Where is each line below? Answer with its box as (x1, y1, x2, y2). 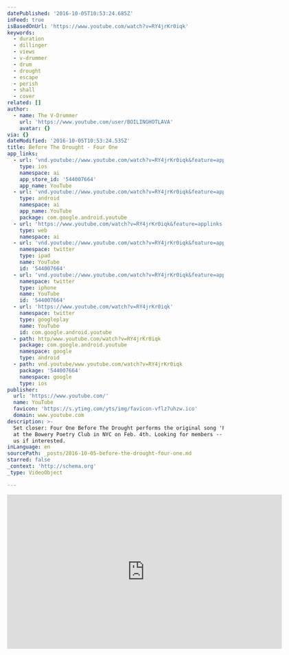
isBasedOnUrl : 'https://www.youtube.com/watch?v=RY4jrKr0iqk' (7, 23, 189, 29)
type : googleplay (19, 316, 69, 323)
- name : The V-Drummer (13, 112, 78, 119)
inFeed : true (7, 16, 45, 23)
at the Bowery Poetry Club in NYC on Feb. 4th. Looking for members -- (13, 431, 223, 438)
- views (13, 49, 36, 56)
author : (7, 106, 30, 112)
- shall (13, 86, 36, 93)
